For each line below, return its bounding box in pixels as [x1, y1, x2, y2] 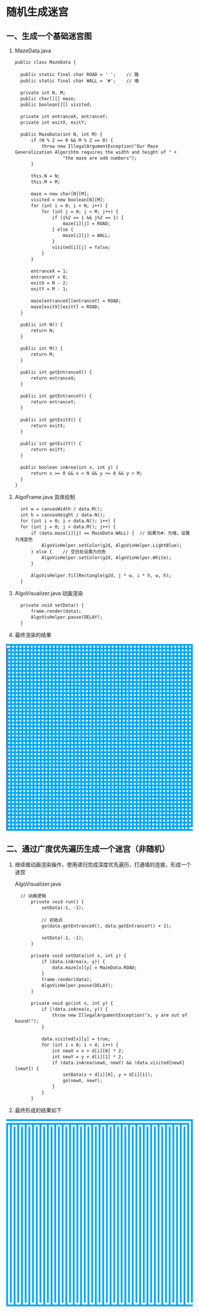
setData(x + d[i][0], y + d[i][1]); [62, 1072, 153, 1078]
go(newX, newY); [62, 1078, 103, 1083]
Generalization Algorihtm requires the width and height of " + [14, 149, 177, 155]
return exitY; [30, 447, 66, 453]
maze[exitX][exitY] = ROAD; [30, 304, 100, 310]
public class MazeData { [14, 59, 76, 65]
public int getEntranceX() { [20, 369, 92, 375]
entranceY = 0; [30, 274, 68, 280]
